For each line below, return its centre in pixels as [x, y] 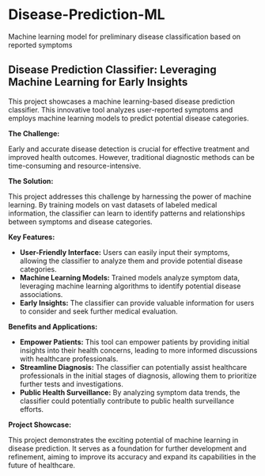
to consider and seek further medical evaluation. [98, 311]
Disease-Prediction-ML [87, 15]
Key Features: [32, 237]
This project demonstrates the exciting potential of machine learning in [123, 440]
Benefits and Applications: [53, 326]
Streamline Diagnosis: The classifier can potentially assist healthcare [133, 367]
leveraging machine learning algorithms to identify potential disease [130, 286]
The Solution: [31, 181]
